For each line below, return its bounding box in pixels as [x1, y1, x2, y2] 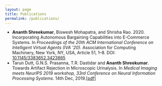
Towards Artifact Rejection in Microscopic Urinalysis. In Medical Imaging [12, 65, 158, 71]
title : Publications [5, 12, 47, 16]
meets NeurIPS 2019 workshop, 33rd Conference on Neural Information [12, 71, 156, 76]
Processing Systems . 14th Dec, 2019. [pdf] [12, 75, 96, 81]
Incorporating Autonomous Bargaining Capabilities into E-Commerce [12, 34, 149, 40]
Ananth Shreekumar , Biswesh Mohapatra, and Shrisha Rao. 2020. [12, 29, 145, 35]
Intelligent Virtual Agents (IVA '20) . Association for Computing [12, 44, 136, 51]
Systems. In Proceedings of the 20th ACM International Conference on [12, 40, 154, 45]
